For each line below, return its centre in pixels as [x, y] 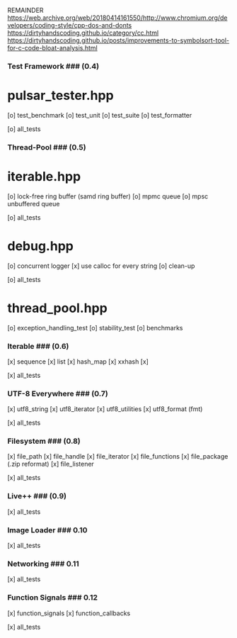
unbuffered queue [34, 203]
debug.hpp [41, 246]
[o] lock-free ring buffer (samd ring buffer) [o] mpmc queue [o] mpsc [108, 196]
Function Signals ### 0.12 [52, 598]
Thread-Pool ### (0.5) [47, 147]
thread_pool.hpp [57, 308]
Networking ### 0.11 [43, 564]
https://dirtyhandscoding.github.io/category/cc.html [83, 33]
